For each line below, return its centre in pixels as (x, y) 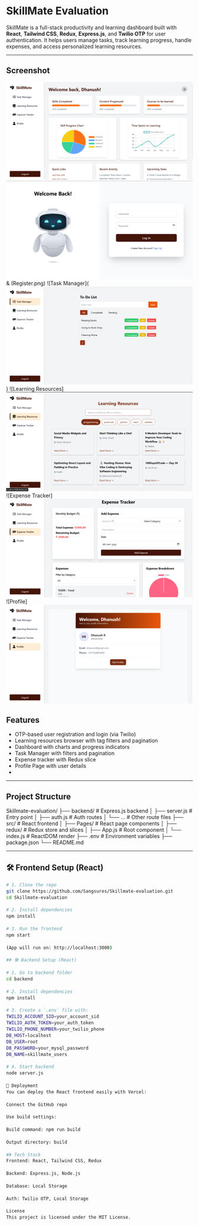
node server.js (25, 1073)
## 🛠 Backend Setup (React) (41, 960)
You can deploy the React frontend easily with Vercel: (76, 1092)
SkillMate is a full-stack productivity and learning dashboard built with (92, 27)
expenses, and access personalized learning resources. (74, 46)
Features (23, 720)
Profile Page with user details (50, 766)
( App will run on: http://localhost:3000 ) (59, 948)
